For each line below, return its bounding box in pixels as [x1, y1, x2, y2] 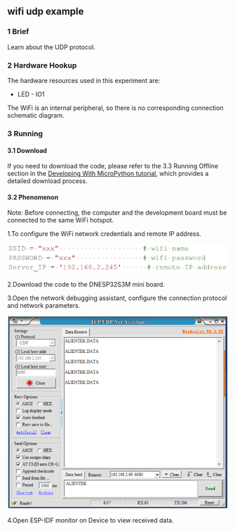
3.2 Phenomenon [7, 193, 59, 201]
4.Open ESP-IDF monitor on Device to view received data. [7, 516, 174, 524]
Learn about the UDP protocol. [7, 42, 96, 51]
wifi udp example [7, 6, 84, 18]
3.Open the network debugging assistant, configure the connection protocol [7, 294, 227, 302]
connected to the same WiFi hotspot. [7, 216, 114, 225]
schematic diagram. [7, 111, 65, 119]
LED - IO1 [17, 89, 45, 98]
